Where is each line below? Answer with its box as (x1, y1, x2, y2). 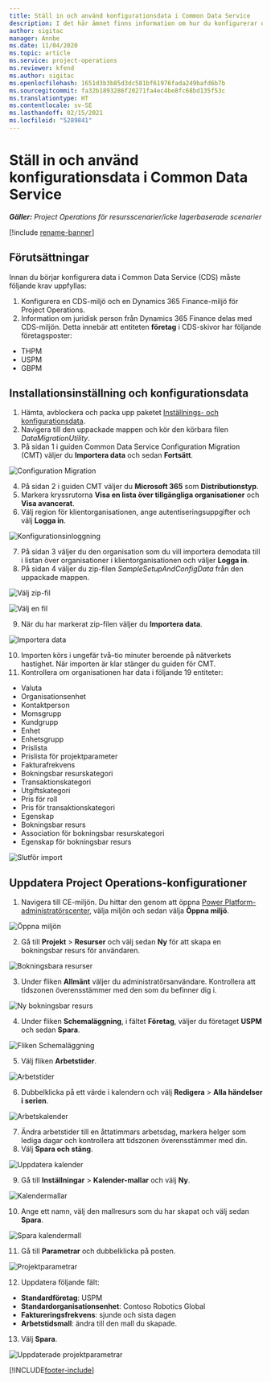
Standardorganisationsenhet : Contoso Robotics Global (20, 1302, 206, 1311)
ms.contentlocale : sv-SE (9, 101, 92, 109)
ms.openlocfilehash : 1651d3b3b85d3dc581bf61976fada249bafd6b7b (9, 79, 226, 87)
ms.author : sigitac (9, 72, 75, 80)
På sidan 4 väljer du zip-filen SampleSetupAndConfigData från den (20, 564, 244, 574)
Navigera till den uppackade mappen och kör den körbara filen (20, 425, 228, 434)
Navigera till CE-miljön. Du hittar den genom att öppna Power (20, 898, 224, 907)
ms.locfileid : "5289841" (9, 117, 92, 125)
